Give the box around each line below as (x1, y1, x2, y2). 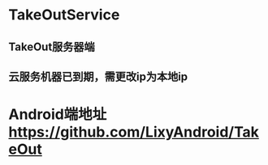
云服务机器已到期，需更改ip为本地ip (8, 70, 188, 83)
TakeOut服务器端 (8, 40, 95, 53)
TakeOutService (8, 6, 120, 24)
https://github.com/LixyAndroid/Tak (8, 123, 260, 142)
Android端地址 (8, 105, 107, 124)
